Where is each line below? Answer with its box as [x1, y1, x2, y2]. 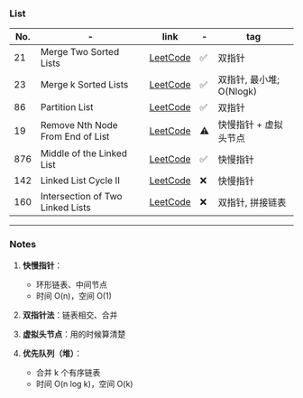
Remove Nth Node [40, 119, 119, 132]
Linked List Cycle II [40, 174, 120, 187]
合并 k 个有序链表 [35, 366, 101, 377]
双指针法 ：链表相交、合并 [22, 310, 118, 320]
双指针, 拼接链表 [217, 197, 287, 209]
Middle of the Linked [40, 147, 128, 160]
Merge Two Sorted [40, 46, 120, 59]
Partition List [40, 101, 94, 114]
